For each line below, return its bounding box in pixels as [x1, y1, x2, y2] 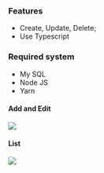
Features [8, 6, 43, 17]
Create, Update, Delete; [19, 24, 97, 33]
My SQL [19, 69, 46, 79]
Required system [8, 51, 75, 62]
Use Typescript [19, 31, 69, 41]
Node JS [19, 77, 49, 87]
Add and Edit [8, 104, 51, 113]
